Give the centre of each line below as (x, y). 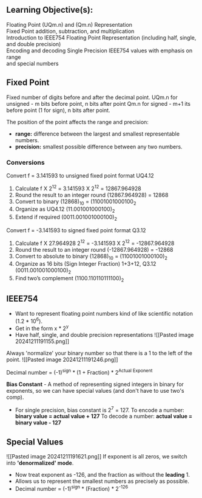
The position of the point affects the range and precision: (77, 122)
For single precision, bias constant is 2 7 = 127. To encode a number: (100, 409)
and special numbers (32, 63)
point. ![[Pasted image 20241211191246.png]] (62, 360)
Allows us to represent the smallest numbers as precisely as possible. (102, 481)
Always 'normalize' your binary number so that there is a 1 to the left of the (99, 353)
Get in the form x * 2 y (42, 328)
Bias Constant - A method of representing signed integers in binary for (95, 384)
